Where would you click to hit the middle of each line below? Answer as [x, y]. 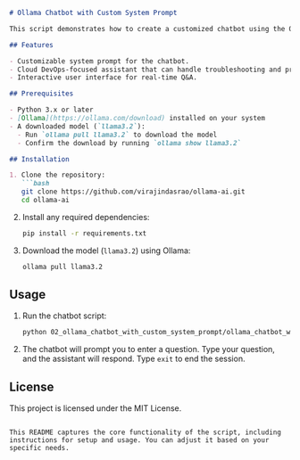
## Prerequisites [42, 94]
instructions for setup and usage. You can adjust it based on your [139, 440]
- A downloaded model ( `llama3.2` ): [77, 126]
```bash [35, 184]
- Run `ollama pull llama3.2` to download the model [117, 135]
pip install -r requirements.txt [84, 233]
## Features [31, 45]
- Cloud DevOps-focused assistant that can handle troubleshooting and [145, 70]
